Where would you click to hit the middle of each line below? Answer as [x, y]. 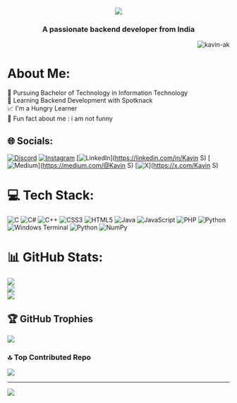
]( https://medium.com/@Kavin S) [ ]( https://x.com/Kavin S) [128, 166]
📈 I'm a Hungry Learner [42, 108]
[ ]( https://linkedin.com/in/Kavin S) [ [144, 158]
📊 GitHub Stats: [55, 257]
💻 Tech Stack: [51, 195]
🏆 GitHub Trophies [50, 319]
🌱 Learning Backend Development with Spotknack [80, 101]
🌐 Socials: [30, 141]
